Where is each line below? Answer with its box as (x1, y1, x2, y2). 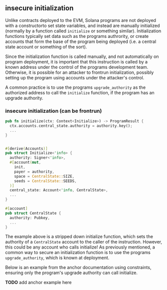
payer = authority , (14, 169, 55, 174)
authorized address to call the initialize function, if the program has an (5, 89, 155, 95)
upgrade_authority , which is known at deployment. (5, 255, 110, 261)
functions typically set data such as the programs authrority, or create (5, 33, 149, 39)
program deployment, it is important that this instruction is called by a (5, 58, 148, 64)
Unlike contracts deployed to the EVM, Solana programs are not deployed (5, 17, 156, 23)
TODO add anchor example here (5, 280, 72, 286)
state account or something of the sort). (5, 43, 87, 49)
